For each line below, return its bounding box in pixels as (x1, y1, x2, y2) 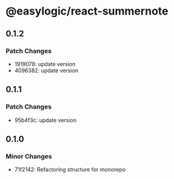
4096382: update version (14, 67, 79, 74)
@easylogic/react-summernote (5, 4, 169, 18)
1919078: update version (14, 60, 76, 67)
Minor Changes (5, 152, 52, 160)
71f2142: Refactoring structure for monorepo (14, 166, 125, 174)
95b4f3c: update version (14, 117, 77, 124)
